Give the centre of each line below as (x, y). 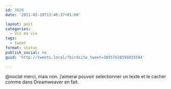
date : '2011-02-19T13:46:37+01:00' (43, 15)
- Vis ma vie (24, 34)
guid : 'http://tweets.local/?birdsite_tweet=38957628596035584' (75, 57)
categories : (18, 29)
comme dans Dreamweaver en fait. (42, 82)
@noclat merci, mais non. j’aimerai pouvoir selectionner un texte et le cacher (86, 76)
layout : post (19, 24)
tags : (11, 38)
